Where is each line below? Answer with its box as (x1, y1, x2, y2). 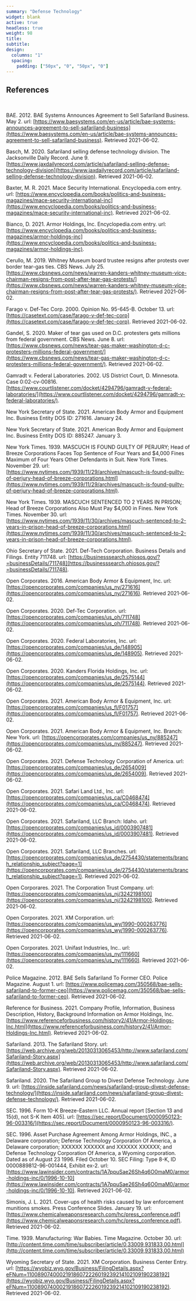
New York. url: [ (6, 734, 44, 741)
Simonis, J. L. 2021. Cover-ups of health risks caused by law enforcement (6, 1198, 184, 1205)
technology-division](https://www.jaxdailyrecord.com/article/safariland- (6, 167, 180, 174)
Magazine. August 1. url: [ (6, 981, 68, 988)
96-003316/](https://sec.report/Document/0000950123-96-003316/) (6, 1120, 173, 1127)
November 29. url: (6, 462, 50, 469)
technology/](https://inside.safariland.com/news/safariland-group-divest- (6, 1089, 184, 1097)
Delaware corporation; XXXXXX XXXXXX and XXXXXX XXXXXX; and (6, 1143, 173, 1150)
